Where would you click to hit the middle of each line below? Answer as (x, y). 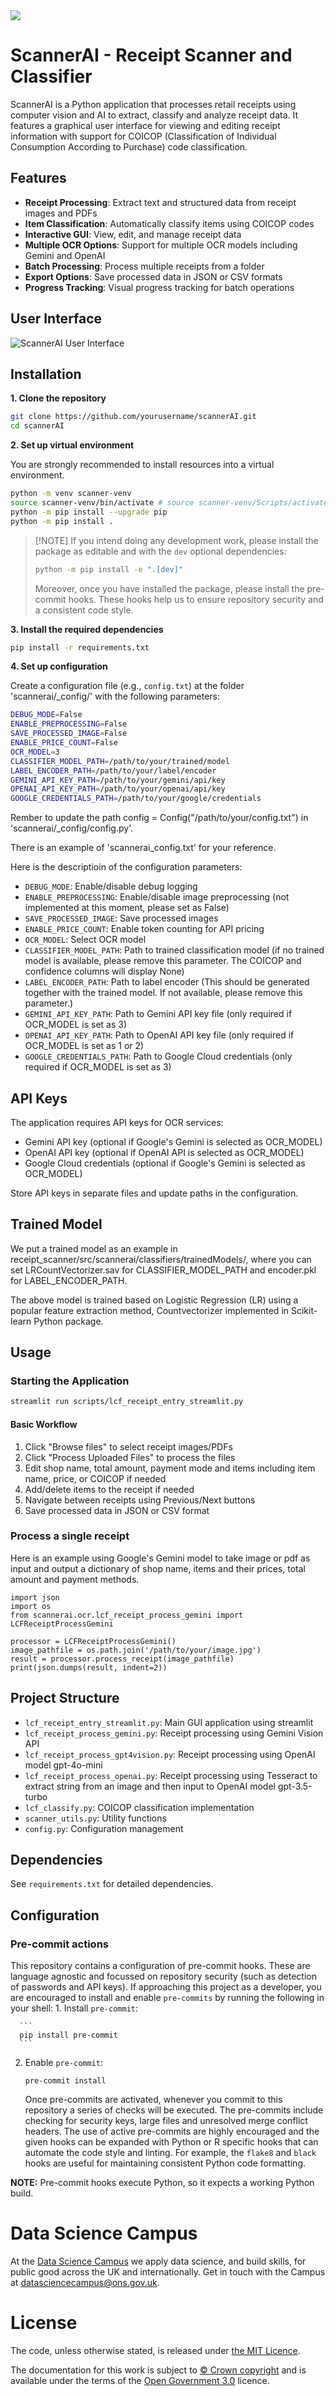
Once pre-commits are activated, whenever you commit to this (153, 2100)
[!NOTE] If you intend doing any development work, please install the (176, 540)
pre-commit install (65, 2081)
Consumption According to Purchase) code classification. (129, 146)
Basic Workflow (44, 1424)
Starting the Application (70, 1381)
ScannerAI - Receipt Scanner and (151, 55)
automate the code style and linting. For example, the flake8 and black (170, 2153)
